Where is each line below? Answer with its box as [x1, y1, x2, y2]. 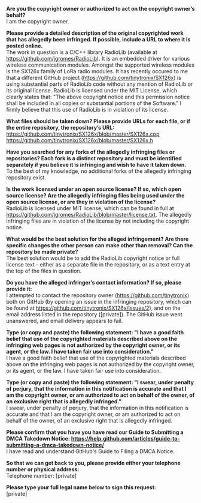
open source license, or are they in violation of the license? [6, 198, 156, 205]
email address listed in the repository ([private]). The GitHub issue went [6, 311, 182, 318]
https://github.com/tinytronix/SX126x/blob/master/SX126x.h [6, 137, 154, 143]
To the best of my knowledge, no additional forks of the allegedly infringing [6, 167, 191, 175]
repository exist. [6, 174, 46, 181]
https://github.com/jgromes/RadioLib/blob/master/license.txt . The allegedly [6, 211, 192, 218]
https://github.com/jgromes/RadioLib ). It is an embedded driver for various [6, 55, 190, 62]
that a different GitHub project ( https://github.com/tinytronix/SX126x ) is [6, 74, 181, 81]
